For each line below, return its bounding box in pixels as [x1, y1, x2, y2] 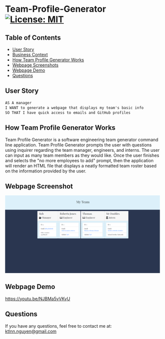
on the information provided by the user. [5, 168, 87, 174]
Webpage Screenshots [12, 62, 59, 68]
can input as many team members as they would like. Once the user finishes [5, 152, 160, 158]
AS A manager [5, 100, 32, 105]
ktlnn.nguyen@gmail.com [5, 328, 57, 334]
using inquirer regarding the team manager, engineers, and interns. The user [5, 147, 160, 153]
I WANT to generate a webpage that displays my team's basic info [5, 105, 144, 110]
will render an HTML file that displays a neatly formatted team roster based [5, 163, 157, 169]
